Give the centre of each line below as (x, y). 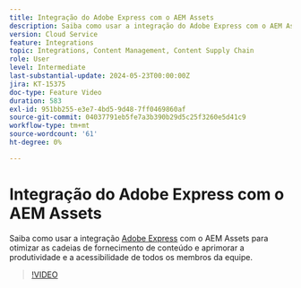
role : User (30, 59)
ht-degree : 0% (36, 142)
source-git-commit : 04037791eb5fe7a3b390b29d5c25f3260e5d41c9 (128, 117)
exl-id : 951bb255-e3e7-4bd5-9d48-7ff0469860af (98, 109)
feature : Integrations (52, 42)
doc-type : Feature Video (56, 92)
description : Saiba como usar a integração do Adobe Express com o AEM (146, 26)
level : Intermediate (48, 68)
